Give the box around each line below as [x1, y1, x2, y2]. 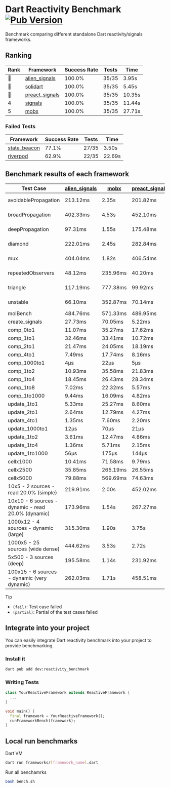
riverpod [8, 153, 28, 160]
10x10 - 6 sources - [8, 497, 58, 504]
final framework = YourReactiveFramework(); [10, 713, 105, 719]
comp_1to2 [8, 367, 35, 374]
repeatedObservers [8, 269, 55, 277]
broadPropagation [8, 211, 51, 218]
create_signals [8, 318, 42, 325]
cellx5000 [8, 475, 32, 482]
